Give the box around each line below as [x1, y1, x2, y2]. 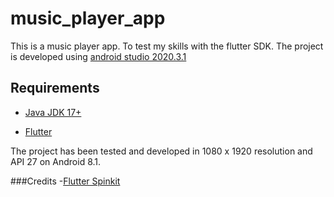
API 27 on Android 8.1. [10, 155, 102, 167]
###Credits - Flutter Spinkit [10, 175, 121, 187]
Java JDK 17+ [24, 106, 82, 118]
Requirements [10, 80, 100, 97]
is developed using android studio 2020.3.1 [10, 50, 187, 62]
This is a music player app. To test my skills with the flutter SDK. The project [10, 40, 324, 52]
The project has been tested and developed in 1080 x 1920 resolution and [10, 145, 313, 157]
